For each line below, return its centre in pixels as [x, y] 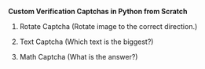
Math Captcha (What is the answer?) [79, 57]
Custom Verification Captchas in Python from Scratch [98, 11]
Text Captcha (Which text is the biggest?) [86, 42]
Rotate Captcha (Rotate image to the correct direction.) [108, 26]
